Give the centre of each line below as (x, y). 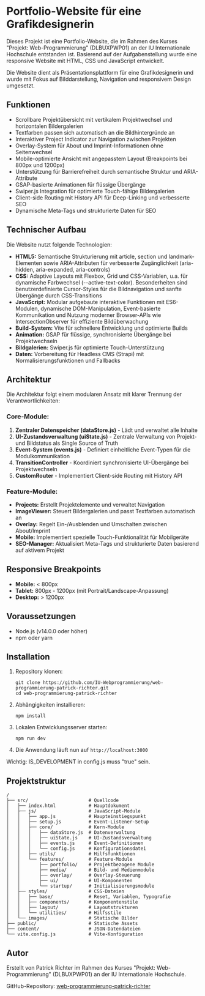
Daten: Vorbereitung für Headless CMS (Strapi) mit (80, 354)
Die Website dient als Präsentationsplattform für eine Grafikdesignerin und (100, 72)
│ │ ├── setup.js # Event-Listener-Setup (78, 822)
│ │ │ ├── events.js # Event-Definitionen (75, 843)
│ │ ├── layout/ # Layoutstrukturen (72, 908)
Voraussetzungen (41, 616)
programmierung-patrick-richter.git (62, 688)
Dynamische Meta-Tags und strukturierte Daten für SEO (86, 210)
